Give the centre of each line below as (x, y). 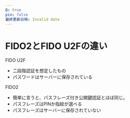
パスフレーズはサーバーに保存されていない (57, 110)
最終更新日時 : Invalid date (32, 19)
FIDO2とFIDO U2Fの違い (56, 46)
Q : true (13, 10)
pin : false (17, 15)
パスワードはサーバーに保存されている (52, 77)
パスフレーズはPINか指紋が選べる (47, 104)
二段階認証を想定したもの (39, 71)
